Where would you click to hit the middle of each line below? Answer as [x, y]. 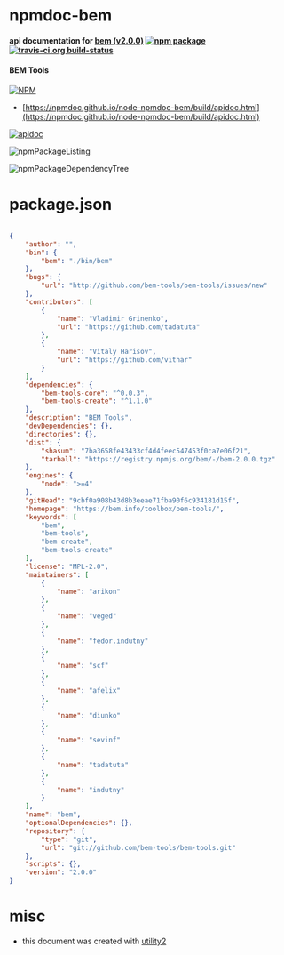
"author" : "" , [51, 244]
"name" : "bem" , [53, 815]
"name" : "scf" [83, 666]
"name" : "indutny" [91, 790]
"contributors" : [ [59, 302]
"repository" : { [55, 831]
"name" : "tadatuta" [92, 765]
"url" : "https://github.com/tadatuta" [128, 327]
